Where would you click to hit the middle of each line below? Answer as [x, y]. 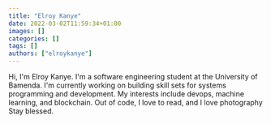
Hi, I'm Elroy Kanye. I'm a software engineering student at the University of [133, 77]
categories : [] [34, 38]
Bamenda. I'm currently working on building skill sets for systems [118, 85]
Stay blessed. [31, 111]
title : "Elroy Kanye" [45, 16]
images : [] [27, 31]
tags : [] [23, 46]
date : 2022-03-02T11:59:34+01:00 [65, 24]
